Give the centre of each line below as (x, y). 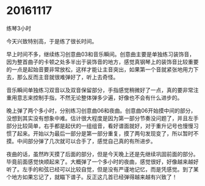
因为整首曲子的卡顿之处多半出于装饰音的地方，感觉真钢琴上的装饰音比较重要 (103, 62)
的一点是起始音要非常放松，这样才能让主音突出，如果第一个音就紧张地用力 (100, 69)
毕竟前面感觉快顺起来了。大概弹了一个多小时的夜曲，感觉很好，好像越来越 (100, 162)
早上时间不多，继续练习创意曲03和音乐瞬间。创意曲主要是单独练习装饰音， (101, 54)
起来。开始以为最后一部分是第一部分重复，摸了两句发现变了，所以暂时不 (108, 133)
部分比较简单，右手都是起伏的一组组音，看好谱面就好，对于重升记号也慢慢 (100, 126)
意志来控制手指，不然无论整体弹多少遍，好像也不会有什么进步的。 (100, 98)
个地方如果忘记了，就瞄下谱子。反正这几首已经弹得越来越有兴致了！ (92, 177)
